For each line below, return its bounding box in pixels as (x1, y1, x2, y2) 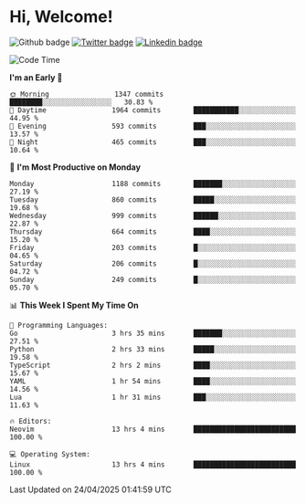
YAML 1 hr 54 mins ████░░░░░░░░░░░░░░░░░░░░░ (9, 376, 297, 385)
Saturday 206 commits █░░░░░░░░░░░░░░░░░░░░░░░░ (9, 258, 297, 268)
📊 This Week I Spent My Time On (9, 299, 139, 310)
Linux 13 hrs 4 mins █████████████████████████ (9, 459, 297, 469)
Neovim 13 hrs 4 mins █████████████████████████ (9, 425, 297, 434)
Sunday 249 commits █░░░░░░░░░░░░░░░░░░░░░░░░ (9, 275, 297, 284)
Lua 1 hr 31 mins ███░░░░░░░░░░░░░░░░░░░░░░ (9, 393, 297, 402)
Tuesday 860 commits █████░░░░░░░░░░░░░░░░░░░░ (9, 194, 297, 205)
